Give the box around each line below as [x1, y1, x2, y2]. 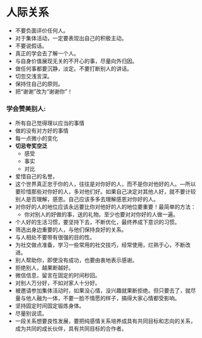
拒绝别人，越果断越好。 [15, 264, 74, 272]
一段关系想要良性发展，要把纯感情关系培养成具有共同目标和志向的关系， [15, 317, 196, 325]
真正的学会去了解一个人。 [15, 49, 79, 57]
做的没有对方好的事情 [15, 127, 69, 135]
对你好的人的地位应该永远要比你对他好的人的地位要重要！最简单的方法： [15, 203, 196, 211]
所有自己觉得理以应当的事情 [15, 119, 85, 127]
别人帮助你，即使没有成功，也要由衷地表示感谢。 [15, 256, 138, 264]
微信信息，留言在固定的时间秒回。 [15, 272, 101, 279]
